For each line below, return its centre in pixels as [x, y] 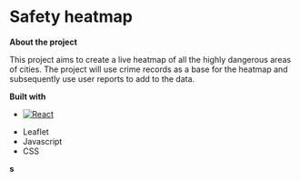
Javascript [42, 141]
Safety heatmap [71, 17]
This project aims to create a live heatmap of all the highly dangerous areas [150, 59]
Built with [28, 96]
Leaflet [36, 131]
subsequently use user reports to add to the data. [102, 78]
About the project [43, 42]
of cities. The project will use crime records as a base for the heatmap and [149, 69]
